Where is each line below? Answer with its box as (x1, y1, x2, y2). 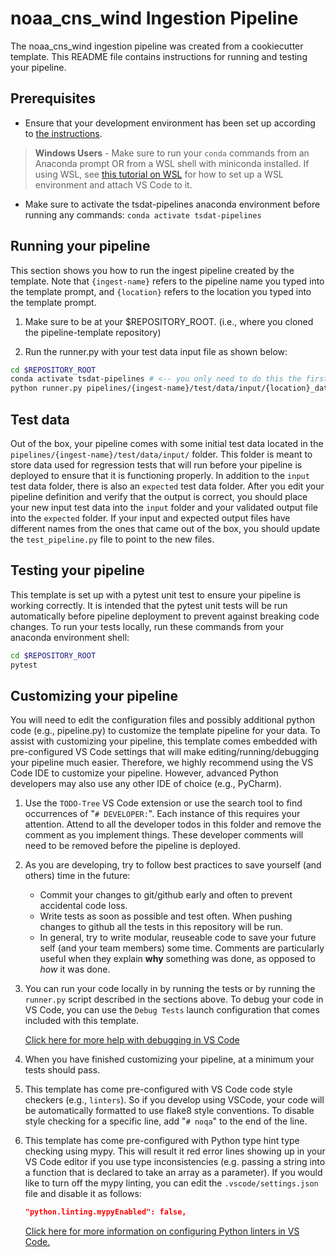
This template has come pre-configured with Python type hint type (24, 1135, 300, 1147)
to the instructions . (24, 127, 103, 139)
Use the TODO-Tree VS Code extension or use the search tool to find (24, 797, 303, 809)
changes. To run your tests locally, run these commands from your (10, 620, 285, 632)
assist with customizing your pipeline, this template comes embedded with (10, 735, 318, 747)
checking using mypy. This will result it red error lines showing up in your (24, 1145, 326, 1157)
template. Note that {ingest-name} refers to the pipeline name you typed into (10, 275, 325, 287)
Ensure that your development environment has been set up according (24, 117, 316, 129)
